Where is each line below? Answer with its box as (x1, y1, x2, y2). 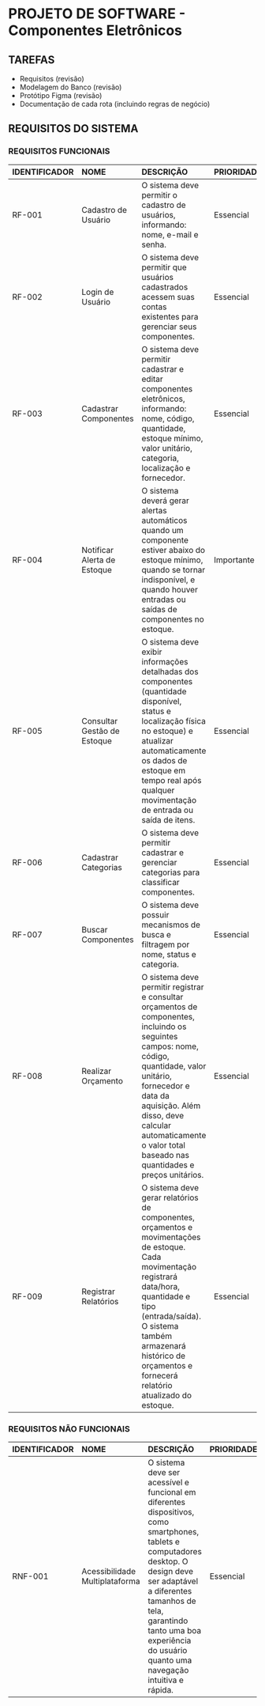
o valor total (141, 1140, 185, 1151)
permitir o (141, 189, 177, 200)
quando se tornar (141, 564, 206, 575)
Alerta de (81, 554, 116, 566)
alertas (141, 505, 167, 516)
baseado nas (141, 1149, 189, 1160)
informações (141, 656, 188, 667)
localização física (141, 715, 207, 726)
